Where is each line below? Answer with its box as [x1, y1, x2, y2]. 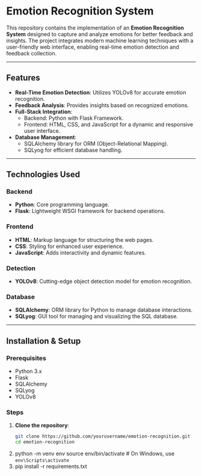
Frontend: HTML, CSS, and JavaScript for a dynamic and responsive [23, 120, 194, 128]
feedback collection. [6, 49, 57, 57]
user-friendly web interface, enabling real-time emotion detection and [6, 43, 179, 51]
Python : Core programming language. [14, 201, 109, 208]
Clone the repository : [14, 422, 70, 429]
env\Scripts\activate [14, 457, 69, 464]
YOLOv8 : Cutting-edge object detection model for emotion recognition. [14, 278, 192, 285]
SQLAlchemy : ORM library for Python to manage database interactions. [14, 306, 193, 314]
